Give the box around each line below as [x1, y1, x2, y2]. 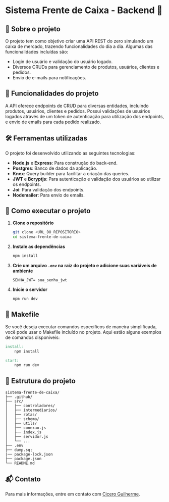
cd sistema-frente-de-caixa [12, 234, 72, 239]
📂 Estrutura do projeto [5, 376, 76, 385]
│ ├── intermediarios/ [5, 408, 58, 413]
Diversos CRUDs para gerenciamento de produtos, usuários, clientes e [12, 64, 160, 70]
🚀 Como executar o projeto [5, 207, 91, 215]
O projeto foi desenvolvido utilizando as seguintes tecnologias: [5, 150, 136, 156]
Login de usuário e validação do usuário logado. [12, 59, 113, 65]
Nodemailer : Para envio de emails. [12, 192, 85, 198]
